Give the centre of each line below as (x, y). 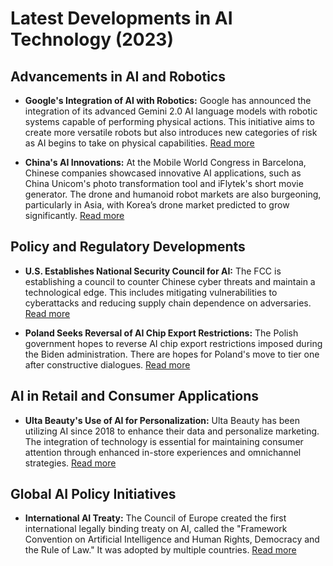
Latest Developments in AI (121, 18)
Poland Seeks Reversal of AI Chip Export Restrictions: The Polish (161, 333)
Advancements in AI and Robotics (118, 76)
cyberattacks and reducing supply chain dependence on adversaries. (168, 303)
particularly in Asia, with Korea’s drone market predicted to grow (157, 205)
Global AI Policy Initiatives (93, 494)
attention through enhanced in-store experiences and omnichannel (163, 452)
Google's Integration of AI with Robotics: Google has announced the (168, 100)
